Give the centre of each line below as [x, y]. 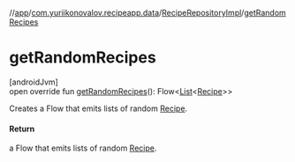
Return [22, 129]
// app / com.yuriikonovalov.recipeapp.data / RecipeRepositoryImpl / [127, 13]
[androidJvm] [34, 82]
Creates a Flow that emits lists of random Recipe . [98, 108]
